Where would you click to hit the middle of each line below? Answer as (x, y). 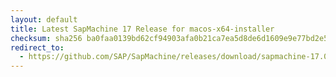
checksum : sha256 (46, 38)
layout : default (44, 19)
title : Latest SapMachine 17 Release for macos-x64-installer (142, 29)
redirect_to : (37, 47)
